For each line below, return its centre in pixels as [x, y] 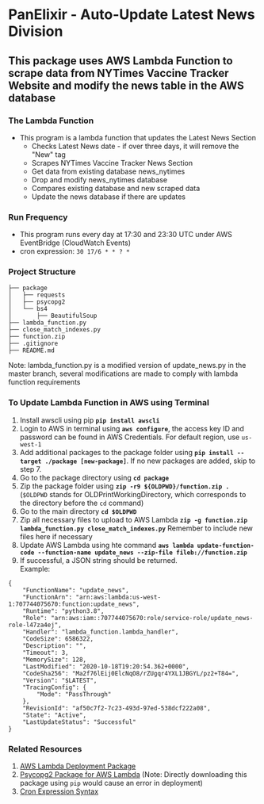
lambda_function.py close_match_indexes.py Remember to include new [136, 528]
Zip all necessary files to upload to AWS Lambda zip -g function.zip [134, 519]
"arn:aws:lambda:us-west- [118, 597]
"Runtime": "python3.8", [63, 611]
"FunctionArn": [48, 597]
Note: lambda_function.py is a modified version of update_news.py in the [127, 366]
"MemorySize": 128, [55, 660]
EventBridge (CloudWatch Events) [75, 243]
